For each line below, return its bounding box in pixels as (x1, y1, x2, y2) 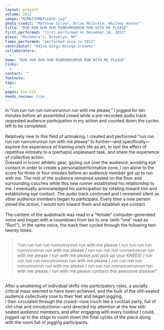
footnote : (5, 76, 26, 81)
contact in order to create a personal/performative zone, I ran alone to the (5, 165, 155, 171)
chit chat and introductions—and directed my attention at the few (5, 304, 137, 310)
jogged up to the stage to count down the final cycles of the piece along (5, 314, 151, 320)
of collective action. (5, 154, 45, 160)
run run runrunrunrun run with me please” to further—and (5, 138, 122, 145)
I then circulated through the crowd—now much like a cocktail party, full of (5, 299, 156, 304)
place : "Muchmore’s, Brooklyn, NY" (5, 35, 78, 40)
